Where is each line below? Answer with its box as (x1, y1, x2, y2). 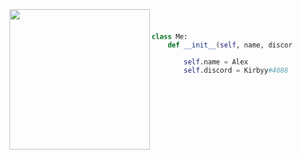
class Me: (151, 32, 189, 41)
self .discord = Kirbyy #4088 (183, 66, 289, 75)
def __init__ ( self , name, (167, 40, 265, 49)
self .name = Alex (183, 57, 249, 66)
